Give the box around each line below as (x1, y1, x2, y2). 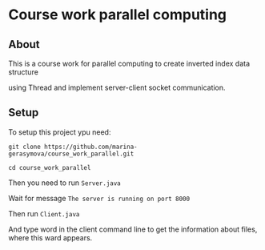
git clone (8, 143, 42, 151)
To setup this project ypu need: (8, 127, 111, 137)
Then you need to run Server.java (8, 178, 122, 187)
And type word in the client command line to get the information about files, (8, 224, 258, 234)
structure (8, 67, 38, 77)
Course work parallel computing (8, 6, 227, 24)
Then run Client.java (8, 208, 80, 218)
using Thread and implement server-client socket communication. (8, 83, 226, 92)
